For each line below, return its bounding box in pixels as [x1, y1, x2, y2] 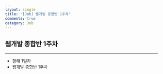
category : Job [5, 20, 34, 26]
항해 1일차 [12, 58, 31, 64]
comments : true [5, 16, 36, 21]
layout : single [5, 7, 36, 12]
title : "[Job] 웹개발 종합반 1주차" [5, 12, 71, 16]
